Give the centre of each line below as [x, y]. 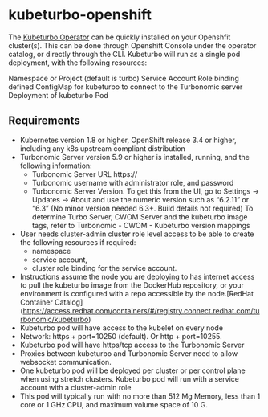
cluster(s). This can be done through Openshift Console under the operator [132, 45]
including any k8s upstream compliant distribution [103, 148]
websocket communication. [66, 362]
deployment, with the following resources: [78, 63]
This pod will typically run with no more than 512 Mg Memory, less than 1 [140, 396]
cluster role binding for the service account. [104, 268]
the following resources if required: [78, 242]
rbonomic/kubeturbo [54, 319]
